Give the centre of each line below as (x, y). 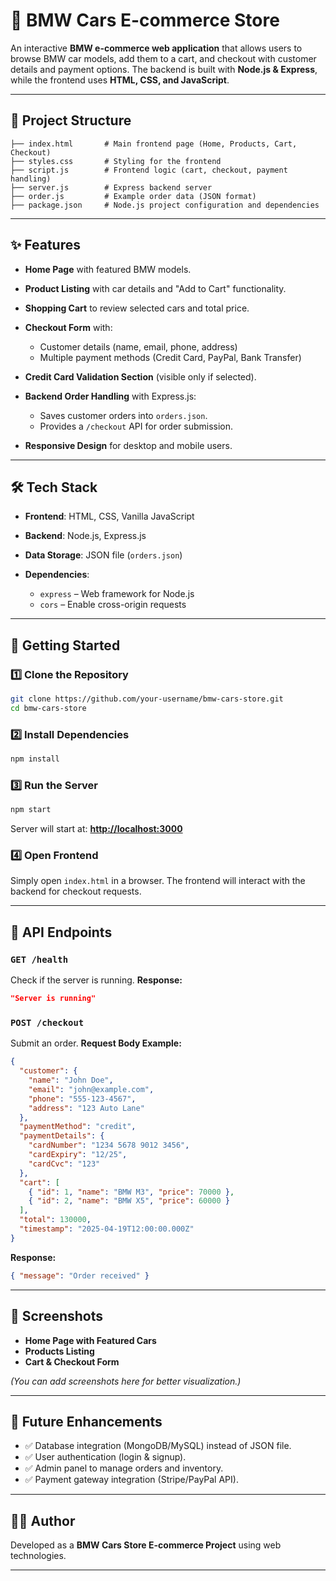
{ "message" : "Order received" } (80, 1275)
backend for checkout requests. (76, 891)
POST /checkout (47, 1022)
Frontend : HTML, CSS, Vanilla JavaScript (109, 516)
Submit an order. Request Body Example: (96, 1043)
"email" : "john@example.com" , (91, 1089)
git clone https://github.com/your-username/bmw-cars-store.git (147, 699)
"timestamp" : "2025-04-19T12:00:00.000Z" (107, 1229)
